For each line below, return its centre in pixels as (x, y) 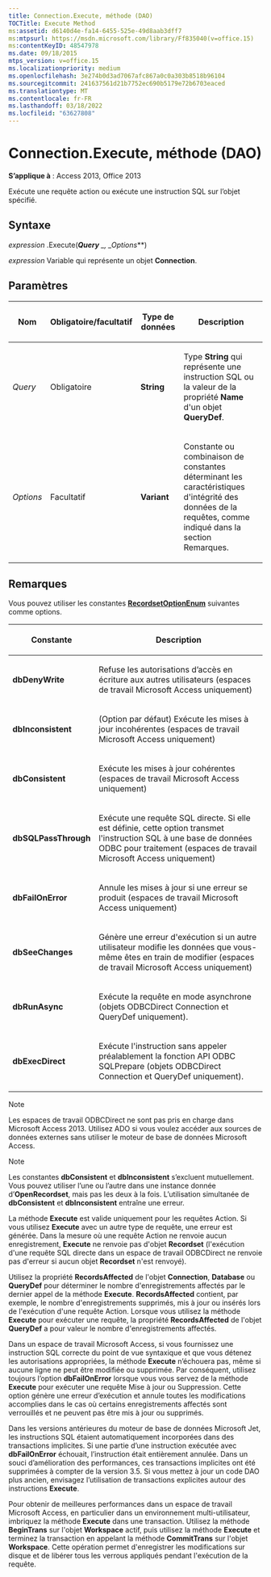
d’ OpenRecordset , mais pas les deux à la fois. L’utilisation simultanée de (129, 1194)
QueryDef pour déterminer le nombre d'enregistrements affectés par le (127, 1286)
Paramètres (38, 286)
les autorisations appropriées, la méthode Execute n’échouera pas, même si (135, 1361)
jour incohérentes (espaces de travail (169, 729)
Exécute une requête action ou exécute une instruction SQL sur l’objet (124, 191)
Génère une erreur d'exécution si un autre (177, 937)
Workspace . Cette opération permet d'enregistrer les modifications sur (127, 1547)
